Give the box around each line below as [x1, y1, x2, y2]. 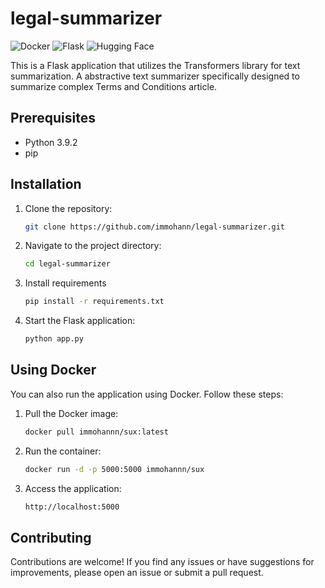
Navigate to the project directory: [24, 240, 162, 252]
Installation [10, 176, 82, 193]
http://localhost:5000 [24, 502, 120, 512]
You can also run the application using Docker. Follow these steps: [10, 388, 284, 400]
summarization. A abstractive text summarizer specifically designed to [10, 70, 300, 82]
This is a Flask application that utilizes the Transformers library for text [10, 59, 301, 71]
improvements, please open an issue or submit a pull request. [10, 567, 264, 579]
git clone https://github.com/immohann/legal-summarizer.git [24, 222, 286, 232]
